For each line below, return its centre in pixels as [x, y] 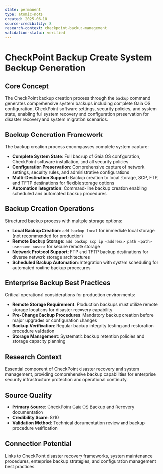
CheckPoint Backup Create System [79, 57]
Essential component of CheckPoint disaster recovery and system [72, 369]
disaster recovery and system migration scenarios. [57, 119]
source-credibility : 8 [28, 24]
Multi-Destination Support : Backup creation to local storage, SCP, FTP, [85, 177]
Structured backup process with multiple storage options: [64, 221]
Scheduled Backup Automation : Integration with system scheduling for [85, 262]
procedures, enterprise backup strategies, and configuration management [81, 461]
